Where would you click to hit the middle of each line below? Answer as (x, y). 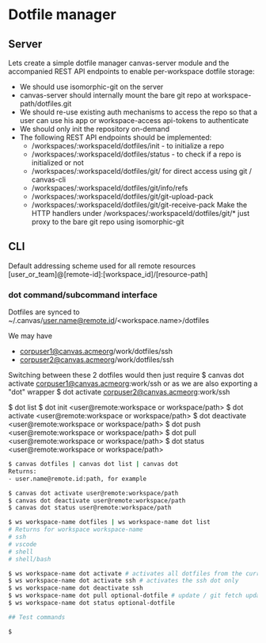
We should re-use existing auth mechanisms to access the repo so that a (139, 112)
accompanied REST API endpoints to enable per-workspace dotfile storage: (131, 71)
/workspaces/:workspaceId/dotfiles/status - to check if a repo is (136, 154)
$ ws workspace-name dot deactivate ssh (76, 588)
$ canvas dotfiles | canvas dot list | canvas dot (93, 464)
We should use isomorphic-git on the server (91, 87)
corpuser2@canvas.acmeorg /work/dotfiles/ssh (97, 360)
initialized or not (58, 163)
